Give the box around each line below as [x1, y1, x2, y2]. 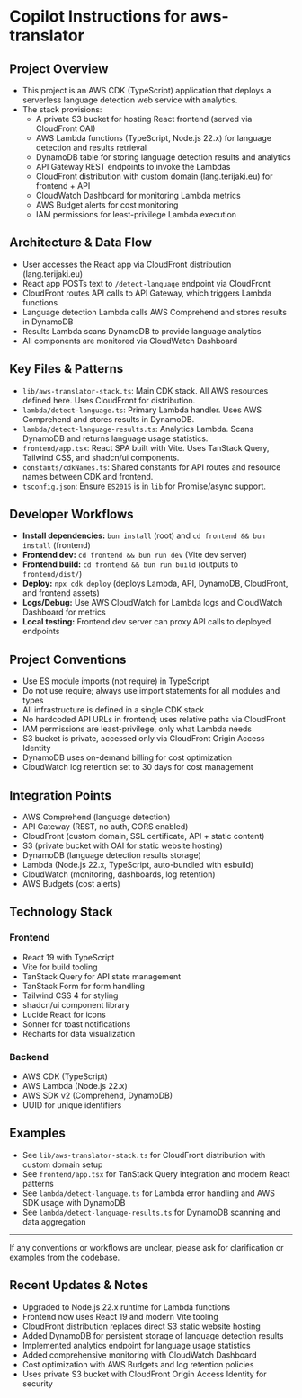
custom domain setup [22, 1159, 103, 1170]
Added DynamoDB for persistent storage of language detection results [22, 1330, 284, 1340]
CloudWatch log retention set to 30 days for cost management [22, 762, 253, 773]
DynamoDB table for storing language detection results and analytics [35, 152, 291, 163]
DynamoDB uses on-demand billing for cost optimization [22, 752, 233, 763]
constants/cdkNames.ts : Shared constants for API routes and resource [22, 461, 281, 473]
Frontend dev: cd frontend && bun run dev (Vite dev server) [22, 550, 247, 561]
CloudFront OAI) [35, 123, 96, 134]
